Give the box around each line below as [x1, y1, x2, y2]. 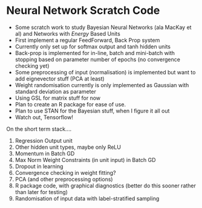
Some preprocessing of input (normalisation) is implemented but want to [15, 68, 196, 76]
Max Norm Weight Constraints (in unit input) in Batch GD [15, 156, 156, 163]
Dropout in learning [15, 163, 64, 170]
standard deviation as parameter [15, 88, 97, 95]
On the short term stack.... [6, 125, 71, 132]
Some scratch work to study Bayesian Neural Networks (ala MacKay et [15, 24, 192, 31]
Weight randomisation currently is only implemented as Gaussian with [15, 81, 189, 88]
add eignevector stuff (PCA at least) [15, 75, 105, 82]
